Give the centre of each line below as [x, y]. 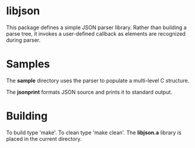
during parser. [23, 40]
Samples [28, 64]
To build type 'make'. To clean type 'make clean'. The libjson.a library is [94, 133]
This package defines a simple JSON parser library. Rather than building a [96, 27]
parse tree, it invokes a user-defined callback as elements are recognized [96, 33]
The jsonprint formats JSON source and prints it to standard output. [89, 92]
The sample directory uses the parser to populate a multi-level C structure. [98, 80]
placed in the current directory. [44, 138]
